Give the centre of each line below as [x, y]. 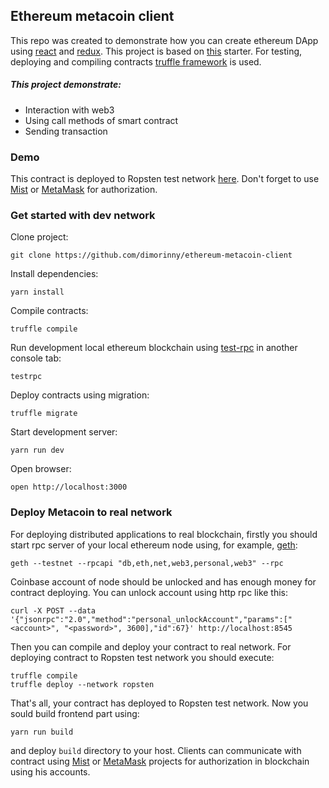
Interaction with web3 [69, 110]
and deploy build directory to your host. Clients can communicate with [156, 750]
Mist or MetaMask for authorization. [84, 190]
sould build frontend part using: [75, 713]
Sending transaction [66, 131]
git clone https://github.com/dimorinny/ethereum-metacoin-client [151, 255]
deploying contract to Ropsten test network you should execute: [142, 657]
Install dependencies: [54, 274]
